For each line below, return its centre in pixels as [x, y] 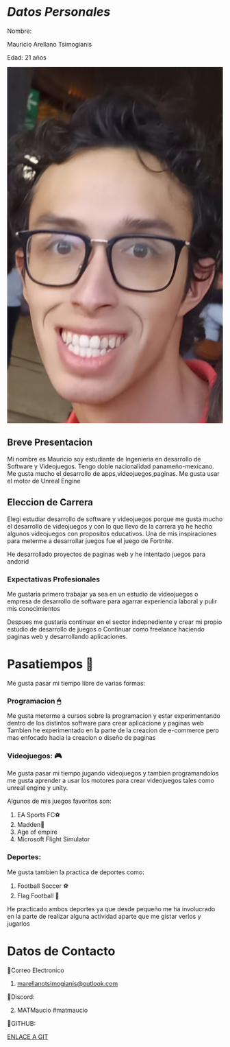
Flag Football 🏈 [38, 895]
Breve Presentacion [50, 443]
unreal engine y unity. [38, 788]
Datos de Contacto [61, 951]
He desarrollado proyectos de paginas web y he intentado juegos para [106, 554]
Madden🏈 [31, 825]
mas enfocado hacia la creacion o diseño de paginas [81, 738]
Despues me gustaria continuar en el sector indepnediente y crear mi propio [115, 622]
